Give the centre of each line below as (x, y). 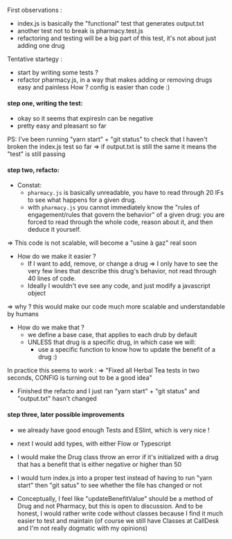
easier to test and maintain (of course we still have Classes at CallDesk (118, 520)
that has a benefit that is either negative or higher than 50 (99, 464)
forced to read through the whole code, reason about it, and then (120, 222)
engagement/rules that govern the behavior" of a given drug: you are (126, 215)
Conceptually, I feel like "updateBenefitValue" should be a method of (115, 498)
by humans (23, 314)
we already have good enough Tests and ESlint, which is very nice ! (113, 430)
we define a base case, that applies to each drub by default (112, 335)
